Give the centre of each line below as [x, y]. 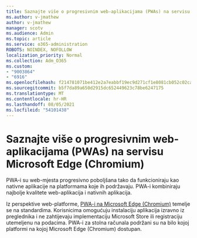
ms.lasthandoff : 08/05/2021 [40, 104]
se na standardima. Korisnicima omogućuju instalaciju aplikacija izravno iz [95, 210]
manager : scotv [25, 28]
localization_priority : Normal [44, 55]
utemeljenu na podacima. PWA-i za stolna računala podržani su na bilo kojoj [98, 223]
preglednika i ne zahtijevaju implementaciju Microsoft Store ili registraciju [94, 217]
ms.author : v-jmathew [33, 17]
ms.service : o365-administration [47, 45]
